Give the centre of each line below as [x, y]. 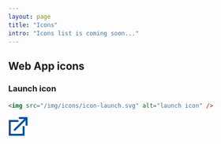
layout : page [30, 17]
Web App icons [47, 66]
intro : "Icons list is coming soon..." [74, 33]
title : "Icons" [33, 25]
